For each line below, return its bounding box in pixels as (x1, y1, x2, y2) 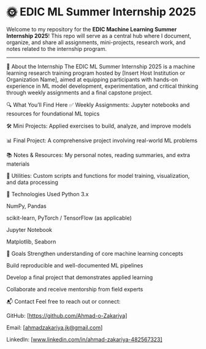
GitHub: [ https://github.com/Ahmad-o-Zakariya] (6, 312, 128, 319)
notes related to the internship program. (6, 45, 107, 52)
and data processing (6, 178, 58, 186)
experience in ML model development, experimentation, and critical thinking (6, 82, 199, 90)
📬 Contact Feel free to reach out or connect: (6, 297, 121, 305)
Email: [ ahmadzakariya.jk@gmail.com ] (6, 324, 103, 331)
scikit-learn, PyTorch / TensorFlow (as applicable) (6, 214, 132, 221)
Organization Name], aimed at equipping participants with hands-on (6, 75, 178, 83)
